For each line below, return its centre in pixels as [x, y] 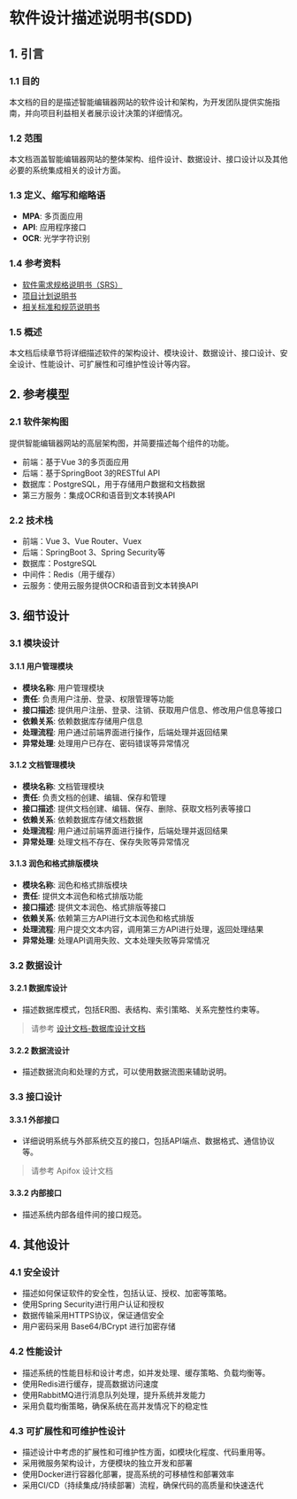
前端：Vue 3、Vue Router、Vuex [82, 541]
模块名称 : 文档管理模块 [63, 786]
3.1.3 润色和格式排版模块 [54, 864]
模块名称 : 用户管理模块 [63, 687]
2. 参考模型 [39, 395]
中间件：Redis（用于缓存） [71, 575]
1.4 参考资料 [35, 264]
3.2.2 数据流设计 [40, 1050]
